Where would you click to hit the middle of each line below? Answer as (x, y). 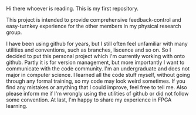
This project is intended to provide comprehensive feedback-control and (94, 20)
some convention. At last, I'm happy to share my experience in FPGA (89, 100)
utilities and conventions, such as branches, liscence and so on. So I (89, 50)
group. (14, 32)
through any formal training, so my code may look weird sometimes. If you (96, 81)
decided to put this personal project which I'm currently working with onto (96, 56)
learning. (17, 106)
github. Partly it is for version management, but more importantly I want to (95, 62)
